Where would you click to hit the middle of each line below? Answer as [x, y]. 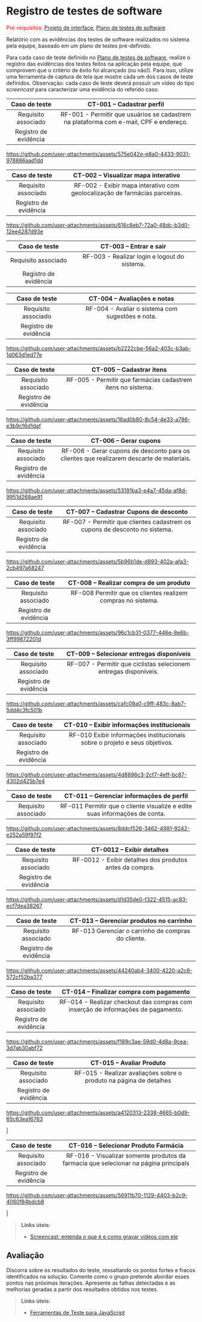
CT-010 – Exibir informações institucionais [127, 725]
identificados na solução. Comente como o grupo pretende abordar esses [98, 1276]
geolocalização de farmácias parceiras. [127, 192]
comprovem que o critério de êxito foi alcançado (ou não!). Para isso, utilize [100, 70]
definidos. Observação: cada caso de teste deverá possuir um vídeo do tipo [100, 83]
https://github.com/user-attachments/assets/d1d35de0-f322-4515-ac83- [97, 899]
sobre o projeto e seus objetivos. [127, 742]
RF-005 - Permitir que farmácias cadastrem [129, 380]
